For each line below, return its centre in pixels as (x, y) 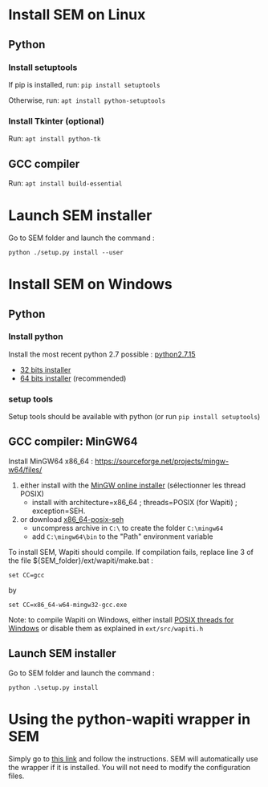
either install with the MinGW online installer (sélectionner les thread (133, 485)
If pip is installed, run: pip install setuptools (84, 84)
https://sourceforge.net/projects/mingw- (162, 461)
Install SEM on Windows (90, 285)
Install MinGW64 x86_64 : (51, 461)
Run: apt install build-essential (65, 183)
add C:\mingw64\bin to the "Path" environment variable (122, 536)
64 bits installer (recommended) (73, 378)
